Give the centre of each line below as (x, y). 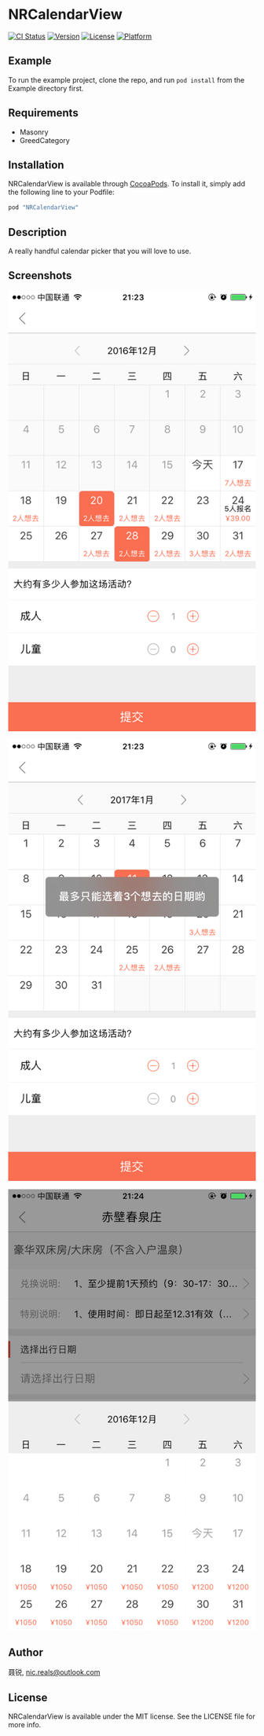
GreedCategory (45, 140)
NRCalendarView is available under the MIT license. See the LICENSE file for (132, 1716)
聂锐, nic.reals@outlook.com (54, 1672)
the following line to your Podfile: (62, 192)
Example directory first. (46, 88)
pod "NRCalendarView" (44, 208)
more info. (25, 1725)
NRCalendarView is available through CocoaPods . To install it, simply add (127, 184)
